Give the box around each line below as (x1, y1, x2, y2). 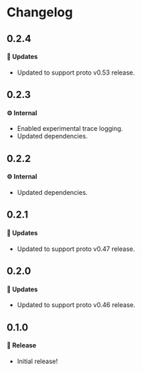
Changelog (6, 4, 73, 21)
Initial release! (16, 357, 58, 365)
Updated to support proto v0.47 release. (16, 244, 136, 253)
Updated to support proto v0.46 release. (16, 301, 136, 309)
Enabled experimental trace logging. (16, 124, 124, 133)
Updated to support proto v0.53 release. (16, 68, 136, 77)
